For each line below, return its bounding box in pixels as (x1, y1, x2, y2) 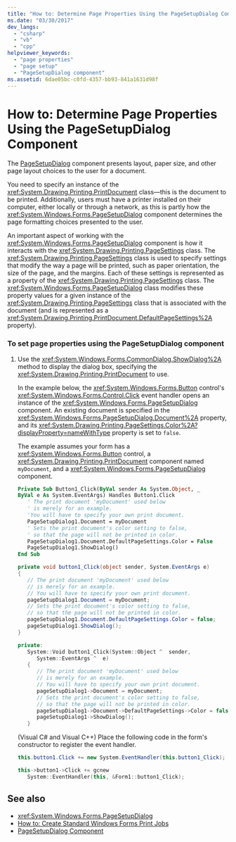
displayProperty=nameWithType (17, 428, 111, 436)
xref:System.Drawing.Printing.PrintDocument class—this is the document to (7, 188, 227, 196)
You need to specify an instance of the (7, 180, 119, 189)
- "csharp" (13, 30, 46, 37)
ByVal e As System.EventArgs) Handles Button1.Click (17, 492, 176, 499)
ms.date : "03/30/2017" (7, 17, 74, 24)
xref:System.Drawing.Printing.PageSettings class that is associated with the (7, 299, 227, 307)
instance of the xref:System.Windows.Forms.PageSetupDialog (17, 398, 198, 407)
